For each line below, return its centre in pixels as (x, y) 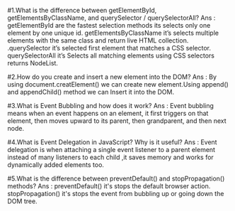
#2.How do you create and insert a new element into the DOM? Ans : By (112, 77)
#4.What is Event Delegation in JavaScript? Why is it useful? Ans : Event (112, 142)
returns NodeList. (33, 63)
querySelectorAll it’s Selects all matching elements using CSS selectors (111, 55)
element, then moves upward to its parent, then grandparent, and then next (117, 121)
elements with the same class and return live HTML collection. (98, 40)
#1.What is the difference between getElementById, (82, 10)
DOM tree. (22, 201)
